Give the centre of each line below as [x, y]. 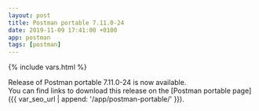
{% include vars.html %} [48, 67]
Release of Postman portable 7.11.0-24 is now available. [97, 83]
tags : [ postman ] [35, 45]
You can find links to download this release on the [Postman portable [120, 91]
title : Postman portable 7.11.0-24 [66, 23]
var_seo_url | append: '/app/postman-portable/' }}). [101, 99]
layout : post [29, 15]
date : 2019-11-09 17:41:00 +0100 [63, 30]
